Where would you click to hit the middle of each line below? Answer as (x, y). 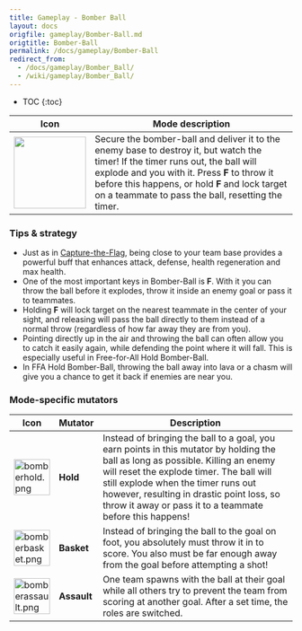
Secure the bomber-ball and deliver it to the (187, 138)
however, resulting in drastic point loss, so (191, 495)
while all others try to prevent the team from (195, 591)
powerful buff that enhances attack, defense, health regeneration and (151, 262)
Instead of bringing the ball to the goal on (190, 531)
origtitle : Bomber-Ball (54, 43)
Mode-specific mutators (64, 399)
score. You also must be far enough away (190, 554)
